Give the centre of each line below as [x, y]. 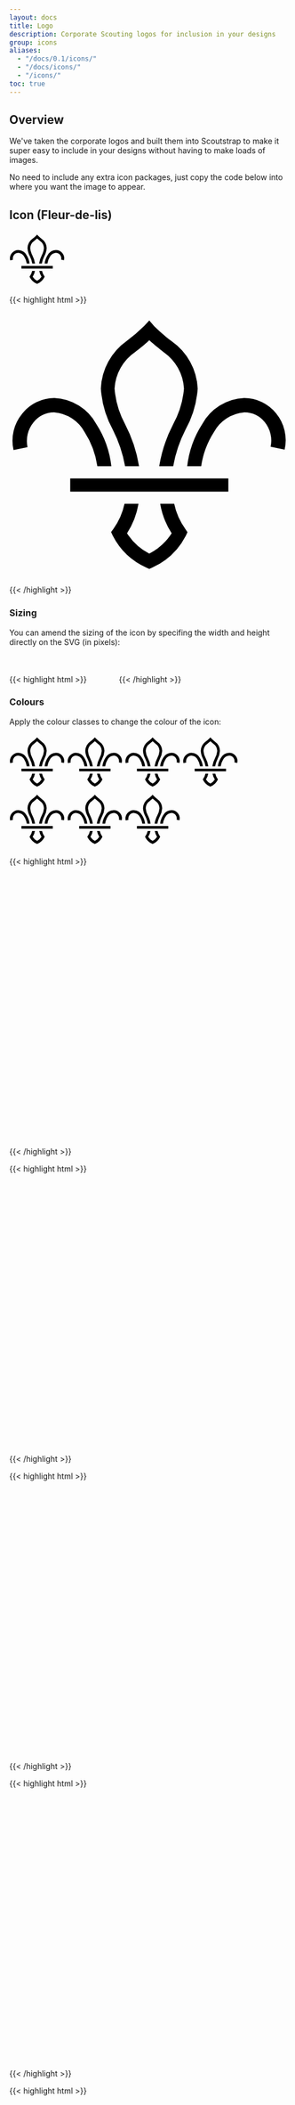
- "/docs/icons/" [49, 68]
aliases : [25, 51]
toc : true [28, 84]
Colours [27, 702]
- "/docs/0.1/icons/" [57, 59]
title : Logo [31, 26]
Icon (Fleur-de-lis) [61, 215]
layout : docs [33, 17]
